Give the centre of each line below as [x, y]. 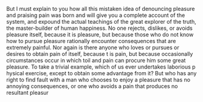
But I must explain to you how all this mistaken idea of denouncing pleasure [101, 9]
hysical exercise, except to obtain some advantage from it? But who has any [101, 73]
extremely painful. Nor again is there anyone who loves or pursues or [93, 47]
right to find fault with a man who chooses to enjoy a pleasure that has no [98, 80]
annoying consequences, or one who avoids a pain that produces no [92, 86]
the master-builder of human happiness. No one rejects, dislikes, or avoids [99, 28]
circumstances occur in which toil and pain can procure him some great [96, 60]
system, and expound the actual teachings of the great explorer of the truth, [101, 22]
